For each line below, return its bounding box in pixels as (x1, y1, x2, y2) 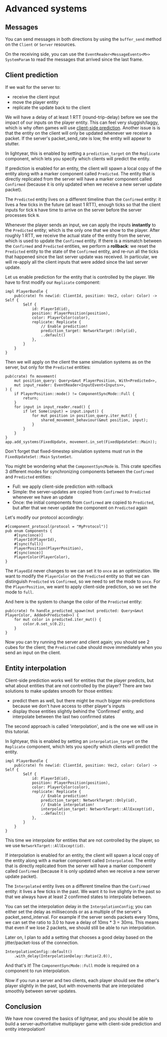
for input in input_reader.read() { (14, 404, 91, 410)
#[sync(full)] (14, 541, 43, 546)
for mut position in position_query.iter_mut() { (31, 413, 137, 418)
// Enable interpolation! (40, 802, 95, 807)
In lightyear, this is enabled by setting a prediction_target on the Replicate (5, 150, 161, 156)
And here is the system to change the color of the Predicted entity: (5, 598, 143, 604)
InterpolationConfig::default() (5, 949, 72, 954)
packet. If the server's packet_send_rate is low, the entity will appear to (5, 135, 151, 141)
